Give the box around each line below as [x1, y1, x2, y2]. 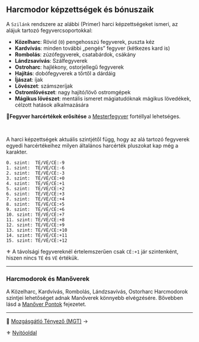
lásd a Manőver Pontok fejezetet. [6, 301, 87, 308]
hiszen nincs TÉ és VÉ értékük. [6, 254, 79, 261]
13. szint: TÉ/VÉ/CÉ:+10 [6, 227, 68, 233]
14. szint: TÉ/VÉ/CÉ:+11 [6, 232, 68, 238]
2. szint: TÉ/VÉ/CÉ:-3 [6, 170, 65, 176]
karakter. [6, 148, 28, 155]
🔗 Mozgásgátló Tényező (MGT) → [6, 318, 88, 325]
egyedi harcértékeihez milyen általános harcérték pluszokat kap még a [6, 142, 179, 149]
